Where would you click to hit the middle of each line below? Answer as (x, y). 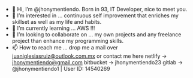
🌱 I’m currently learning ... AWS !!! (53, 28)
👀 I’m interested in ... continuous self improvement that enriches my (95, 15)
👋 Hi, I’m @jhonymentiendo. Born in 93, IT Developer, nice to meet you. (99, 9)
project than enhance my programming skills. (68, 41)
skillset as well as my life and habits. (57, 22)
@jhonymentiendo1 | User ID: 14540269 (61, 69)
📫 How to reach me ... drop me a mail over (65, 47)
